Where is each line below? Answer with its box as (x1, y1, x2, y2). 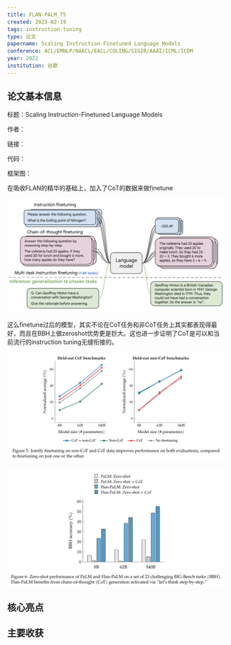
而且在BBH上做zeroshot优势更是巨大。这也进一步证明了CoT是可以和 (19, 329, 214, 337)
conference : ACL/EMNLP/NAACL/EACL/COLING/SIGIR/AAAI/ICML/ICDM (7, 48, 194, 55)
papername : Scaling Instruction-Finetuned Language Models (7, 40, 181, 48)
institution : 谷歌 (7, 62, 58, 69)
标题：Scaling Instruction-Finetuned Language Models (7, 110, 163, 118)
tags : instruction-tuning (7, 26, 82, 33)
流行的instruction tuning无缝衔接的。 (12, 338, 118, 346)
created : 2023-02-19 (7, 18, 67, 26)
